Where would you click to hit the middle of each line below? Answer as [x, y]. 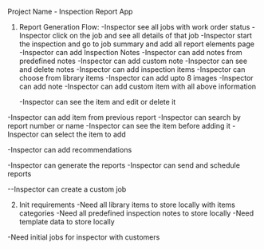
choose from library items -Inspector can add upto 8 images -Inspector [136, 78]
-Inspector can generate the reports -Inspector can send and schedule [124, 165]
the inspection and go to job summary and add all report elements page [136, 44]
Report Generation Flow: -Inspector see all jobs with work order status [134, 27]
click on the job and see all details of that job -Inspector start [152, 36]
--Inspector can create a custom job [67, 189]
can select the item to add [83, 134]
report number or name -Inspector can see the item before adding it [119, 126]
